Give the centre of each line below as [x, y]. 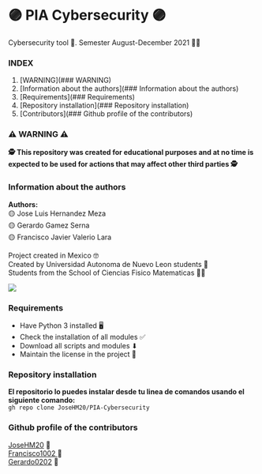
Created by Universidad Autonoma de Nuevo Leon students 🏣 [109, 264]
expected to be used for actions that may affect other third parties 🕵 [123, 164]
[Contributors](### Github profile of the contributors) [106, 114]
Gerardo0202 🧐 [34, 461]
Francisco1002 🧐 [35, 453]
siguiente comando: [42, 401]
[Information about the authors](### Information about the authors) [129, 88]
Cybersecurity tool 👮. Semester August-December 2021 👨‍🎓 [105, 42]
